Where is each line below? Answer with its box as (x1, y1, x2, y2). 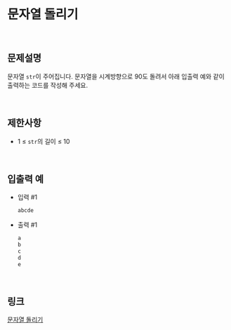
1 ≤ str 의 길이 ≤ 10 (17, 137, 70, 145)
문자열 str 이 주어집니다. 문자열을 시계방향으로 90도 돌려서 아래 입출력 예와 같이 (7, 72, 225, 81)
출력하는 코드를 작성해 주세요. (7, 81, 88, 89)
